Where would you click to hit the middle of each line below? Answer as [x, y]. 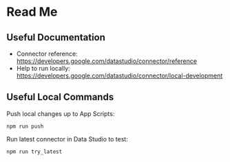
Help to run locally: [43, 68]
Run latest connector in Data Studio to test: [67, 139]
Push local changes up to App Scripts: [61, 113]
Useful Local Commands [60, 97]
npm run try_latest [34, 152]
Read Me [32, 12]
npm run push [25, 126]
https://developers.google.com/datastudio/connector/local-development [119, 76]
